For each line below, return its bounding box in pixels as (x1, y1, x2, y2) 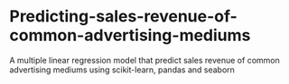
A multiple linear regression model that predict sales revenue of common (9, 55, 280, 65)
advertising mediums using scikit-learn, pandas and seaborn (9, 64, 235, 75)
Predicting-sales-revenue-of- (9, 6, 238, 27)
